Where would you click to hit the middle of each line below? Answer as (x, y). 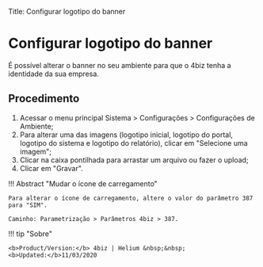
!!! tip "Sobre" (30, 234)
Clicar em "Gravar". (51, 168)
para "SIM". (28, 205)
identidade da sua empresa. (53, 74)
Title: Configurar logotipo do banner (67, 11)
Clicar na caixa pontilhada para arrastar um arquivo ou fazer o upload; (134, 160)
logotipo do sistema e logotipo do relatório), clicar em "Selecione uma (133, 143)
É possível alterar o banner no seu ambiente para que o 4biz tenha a (120, 65)
